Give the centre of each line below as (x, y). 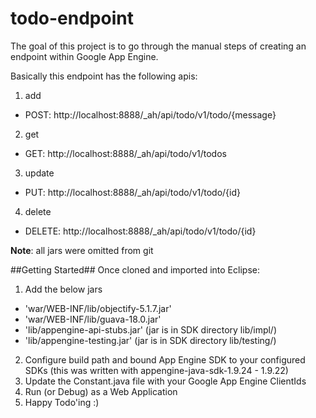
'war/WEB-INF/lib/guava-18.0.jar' (93, 319)
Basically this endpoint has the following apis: (104, 76)
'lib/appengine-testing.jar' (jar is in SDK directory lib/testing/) (150, 340)
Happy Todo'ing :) (62, 402)
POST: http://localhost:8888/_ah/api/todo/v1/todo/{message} (150, 114)
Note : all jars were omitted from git (82, 250)
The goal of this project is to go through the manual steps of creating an (158, 46)
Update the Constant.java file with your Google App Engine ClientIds (165, 381)
